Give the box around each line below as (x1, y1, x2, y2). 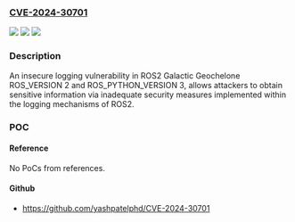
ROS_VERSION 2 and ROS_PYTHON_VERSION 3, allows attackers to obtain (9, 79, 283, 90)
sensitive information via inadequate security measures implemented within (9, 89, 287, 100)
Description (9, 50, 61, 62)
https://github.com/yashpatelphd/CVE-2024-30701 (21, 202, 210, 213)
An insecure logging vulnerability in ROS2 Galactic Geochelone (9, 70, 241, 81)
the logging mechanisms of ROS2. (9, 98, 135, 109)
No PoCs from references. (9, 162, 105, 173)
